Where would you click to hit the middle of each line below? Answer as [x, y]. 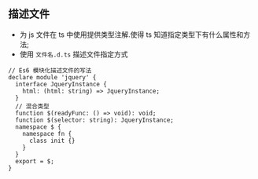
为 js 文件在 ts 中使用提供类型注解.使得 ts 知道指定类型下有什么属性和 [131, 35]
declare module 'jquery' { [52, 77]
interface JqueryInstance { [61, 84]
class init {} [52, 141]
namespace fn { [47, 133]
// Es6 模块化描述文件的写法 [50, 70]
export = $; [35, 161]
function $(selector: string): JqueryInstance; [95, 120]
